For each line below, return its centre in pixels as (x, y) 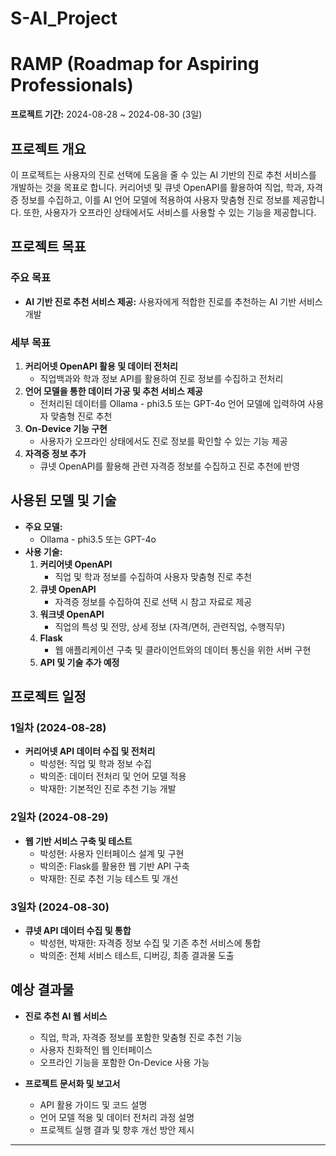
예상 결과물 (42, 990)
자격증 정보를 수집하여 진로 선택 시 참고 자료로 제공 (153, 601)
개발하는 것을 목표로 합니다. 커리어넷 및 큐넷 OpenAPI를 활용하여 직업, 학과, (157, 187)
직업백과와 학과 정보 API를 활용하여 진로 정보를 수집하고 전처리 (161, 378)
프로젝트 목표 (48, 247)
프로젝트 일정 (48, 697)
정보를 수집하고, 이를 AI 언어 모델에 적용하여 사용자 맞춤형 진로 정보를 (155, 199)
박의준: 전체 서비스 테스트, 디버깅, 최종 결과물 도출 (137, 956)
